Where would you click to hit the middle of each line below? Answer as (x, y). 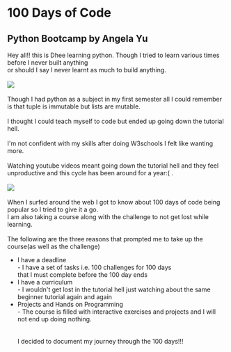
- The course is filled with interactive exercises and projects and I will (117, 312)
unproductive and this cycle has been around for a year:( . (90, 173)
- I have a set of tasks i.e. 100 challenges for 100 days (94, 267)
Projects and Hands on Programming (70, 304)
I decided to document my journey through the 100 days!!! (100, 341)
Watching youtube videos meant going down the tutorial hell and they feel (113, 166)
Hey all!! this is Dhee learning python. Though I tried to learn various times (113, 55)
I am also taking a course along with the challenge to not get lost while (108, 217)
